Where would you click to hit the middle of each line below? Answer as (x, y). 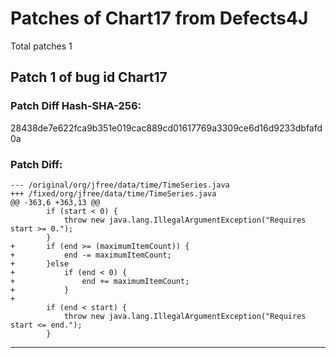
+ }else (40, 263)
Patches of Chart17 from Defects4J (159, 18)
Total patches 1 (41, 46)
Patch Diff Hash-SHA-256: (76, 106)
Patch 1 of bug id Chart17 (89, 77)
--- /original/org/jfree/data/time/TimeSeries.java (120, 185)
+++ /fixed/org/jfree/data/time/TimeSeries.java (113, 193)
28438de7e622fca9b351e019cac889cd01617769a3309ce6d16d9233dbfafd (166, 128)
